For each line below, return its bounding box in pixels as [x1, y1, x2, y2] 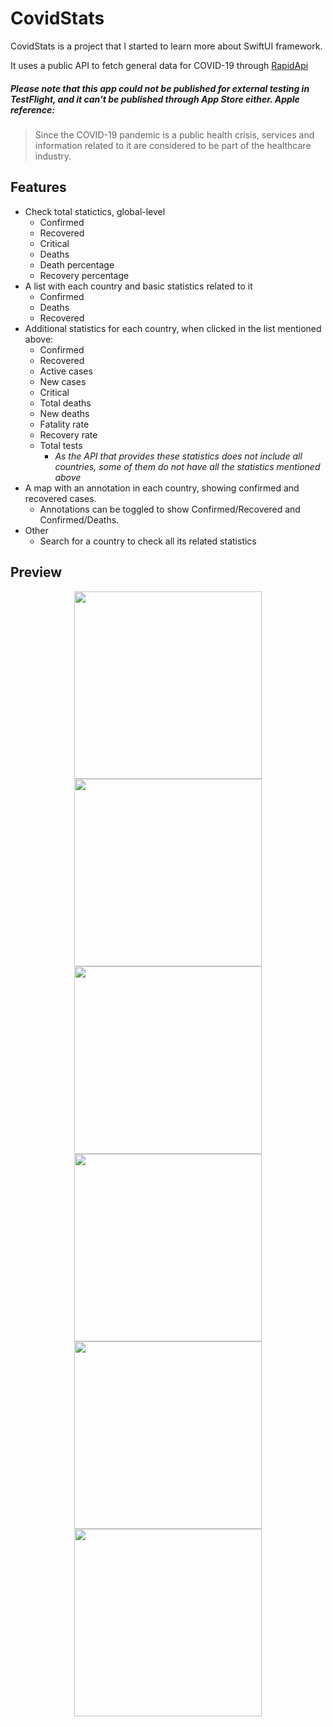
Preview [10, 564, 63, 581]
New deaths [39, 407, 90, 419]
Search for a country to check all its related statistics [39, 535, 257, 547]
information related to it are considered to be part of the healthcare [34, 139, 312, 151]
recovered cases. [24, 492, 97, 504]
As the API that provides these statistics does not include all [54, 450, 303, 462]
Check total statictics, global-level [24, 205, 166, 217]
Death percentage [39, 258, 115, 271]
